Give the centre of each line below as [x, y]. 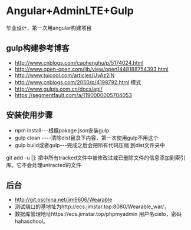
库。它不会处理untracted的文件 [44, 165]
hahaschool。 [31, 221]
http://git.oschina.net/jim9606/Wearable [63, 200]
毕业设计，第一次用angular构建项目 [49, 28]
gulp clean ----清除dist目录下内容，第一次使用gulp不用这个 [86, 138]
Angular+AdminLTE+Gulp [70, 11]
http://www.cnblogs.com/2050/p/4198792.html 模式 [78, 82]
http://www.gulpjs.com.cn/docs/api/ [59, 89]
